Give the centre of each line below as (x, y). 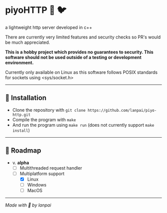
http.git (21, 115)
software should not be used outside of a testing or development (73, 57)
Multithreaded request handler (51, 168)
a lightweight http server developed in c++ (49, 27)
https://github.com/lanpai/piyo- (122, 110)
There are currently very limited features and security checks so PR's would (83, 37)
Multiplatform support (42, 174)
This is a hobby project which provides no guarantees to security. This (79, 52)
